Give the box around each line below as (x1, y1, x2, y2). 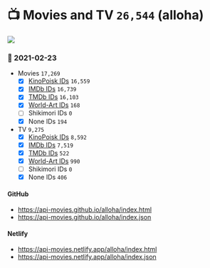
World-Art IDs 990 (28, 156, 80, 165)
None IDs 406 (28, 172, 68, 181)
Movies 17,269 (17, 69, 61, 78)
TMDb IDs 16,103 (28, 93, 80, 101)
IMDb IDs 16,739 (28, 85, 77, 93)
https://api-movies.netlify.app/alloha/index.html (17, 245, 157, 254)
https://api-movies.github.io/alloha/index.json (17, 213, 152, 222)
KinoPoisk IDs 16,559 (28, 77, 90, 86)
